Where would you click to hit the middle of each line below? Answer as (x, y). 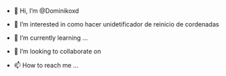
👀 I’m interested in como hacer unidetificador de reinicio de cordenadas (116, 24)
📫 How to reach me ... (46, 65)
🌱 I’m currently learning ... (51, 38)
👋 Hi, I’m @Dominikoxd (46, 11)
